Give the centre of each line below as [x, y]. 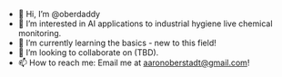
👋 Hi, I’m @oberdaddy [59, 14]
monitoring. [40, 33]
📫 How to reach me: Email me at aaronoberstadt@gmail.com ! [134, 63]
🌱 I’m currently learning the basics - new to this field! [117, 43]
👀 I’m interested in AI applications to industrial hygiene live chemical [145, 24]
